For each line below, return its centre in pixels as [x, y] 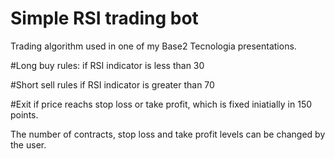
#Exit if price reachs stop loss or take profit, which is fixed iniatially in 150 [161, 104]
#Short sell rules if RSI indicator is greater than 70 [112, 84]
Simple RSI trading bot [104, 18]
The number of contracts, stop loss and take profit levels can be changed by [168, 134]
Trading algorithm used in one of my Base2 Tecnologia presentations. [153, 46]
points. [24, 114]
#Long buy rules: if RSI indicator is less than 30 [107, 65]
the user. [28, 144]
